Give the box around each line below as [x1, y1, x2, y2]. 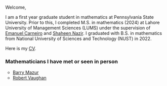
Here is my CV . [5, 46, 36, 51]
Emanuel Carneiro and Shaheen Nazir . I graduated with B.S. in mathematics [5, 30, 162, 36]
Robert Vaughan [12, 75, 47, 81]
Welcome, [5, 5, 26, 10]
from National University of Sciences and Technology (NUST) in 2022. [5, 35, 152, 41]
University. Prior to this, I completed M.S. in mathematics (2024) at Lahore [5, 20, 160, 25]
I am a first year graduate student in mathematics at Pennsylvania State [5, 14, 154, 20]
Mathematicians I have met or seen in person [5, 58, 118, 65]
